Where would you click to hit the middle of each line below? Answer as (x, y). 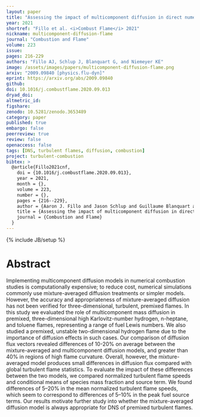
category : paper (26, 117)
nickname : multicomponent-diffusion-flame (60, 34)
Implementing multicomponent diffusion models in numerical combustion (96, 280)
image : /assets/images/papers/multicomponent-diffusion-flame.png (90, 67)
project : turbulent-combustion (45, 156)
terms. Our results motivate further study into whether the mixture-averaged (100, 401)
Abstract (28, 264)
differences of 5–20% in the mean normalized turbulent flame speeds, (92, 388)
